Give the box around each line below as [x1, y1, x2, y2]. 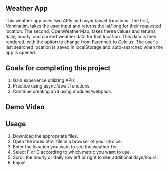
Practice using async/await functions [12, 82, 90, 89]
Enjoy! [12, 159, 26, 165]
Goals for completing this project [5, 64, 111, 72]
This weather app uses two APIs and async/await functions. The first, [5, 17, 150, 23]
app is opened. [5, 49, 36, 55]
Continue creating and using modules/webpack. [12, 88, 113, 94]
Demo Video [5, 103, 45, 111]
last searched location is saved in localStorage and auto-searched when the [5, 44, 163, 50]
